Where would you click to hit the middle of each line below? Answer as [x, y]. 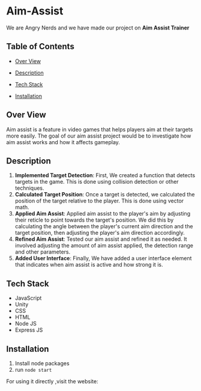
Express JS [29, 330]
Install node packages [42, 363]
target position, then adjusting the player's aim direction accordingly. [100, 233]
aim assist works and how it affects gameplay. [63, 142]
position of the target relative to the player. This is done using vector [99, 201]
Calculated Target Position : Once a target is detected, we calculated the [105, 195]
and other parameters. [43, 252]
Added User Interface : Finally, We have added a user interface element [103, 258]
